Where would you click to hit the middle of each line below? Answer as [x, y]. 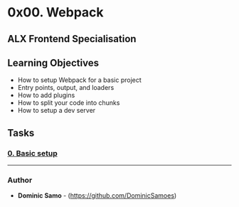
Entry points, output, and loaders [66, 88]
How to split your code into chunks [69, 103]
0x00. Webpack [56, 12]
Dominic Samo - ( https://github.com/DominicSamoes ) [97, 196]
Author [20, 180]
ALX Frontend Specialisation [72, 39]
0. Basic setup [33, 153]
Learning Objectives [53, 62]
